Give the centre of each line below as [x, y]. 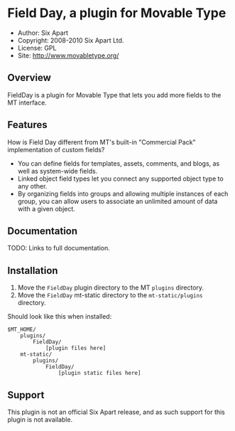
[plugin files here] [76, 348]
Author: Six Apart [43, 33]
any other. [32, 186]
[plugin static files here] [99, 373]
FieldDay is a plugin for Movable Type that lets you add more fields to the [114, 95]
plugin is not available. [40, 420]
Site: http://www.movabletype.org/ [68, 55]
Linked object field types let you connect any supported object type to [120, 179]
